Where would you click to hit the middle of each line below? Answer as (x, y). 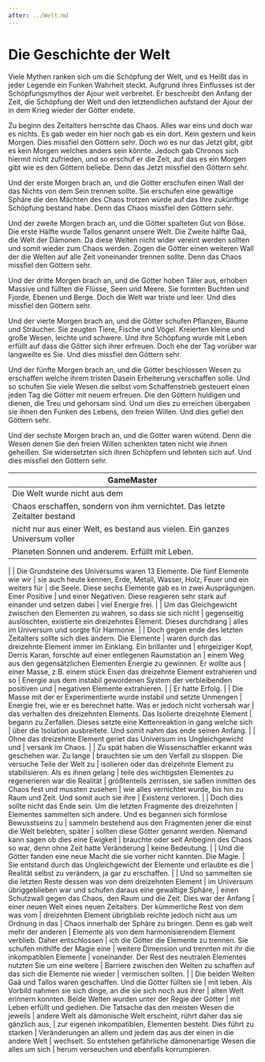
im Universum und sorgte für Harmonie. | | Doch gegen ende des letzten (125, 629)
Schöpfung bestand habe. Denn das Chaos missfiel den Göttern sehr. (121, 208)
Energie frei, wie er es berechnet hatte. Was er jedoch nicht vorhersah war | (131, 705)
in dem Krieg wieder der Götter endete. (72, 110)
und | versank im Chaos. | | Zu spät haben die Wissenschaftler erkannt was (130, 747)
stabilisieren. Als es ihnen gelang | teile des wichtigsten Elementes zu (121, 772)
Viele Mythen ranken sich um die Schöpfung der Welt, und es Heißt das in (128, 77)
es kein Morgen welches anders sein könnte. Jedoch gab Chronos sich (123, 150)
